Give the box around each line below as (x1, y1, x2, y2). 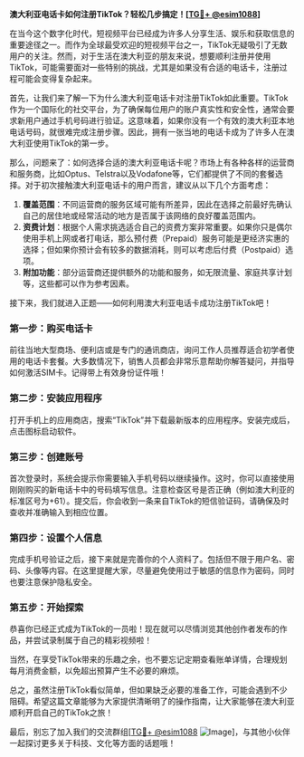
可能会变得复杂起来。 (16, 73, 97, 84)
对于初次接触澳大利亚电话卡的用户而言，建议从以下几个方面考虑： (24, 180, 271, 190)
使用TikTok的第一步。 (33, 138, 114, 149)
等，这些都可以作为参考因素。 (22, 278, 134, 289)
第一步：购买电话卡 (9, 321, 93, 334)
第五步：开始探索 (9, 601, 84, 614)
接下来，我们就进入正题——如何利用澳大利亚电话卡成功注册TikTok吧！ (9, 298, 272, 308)
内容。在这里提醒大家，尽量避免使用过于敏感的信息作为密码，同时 (48, 565, 295, 576)
